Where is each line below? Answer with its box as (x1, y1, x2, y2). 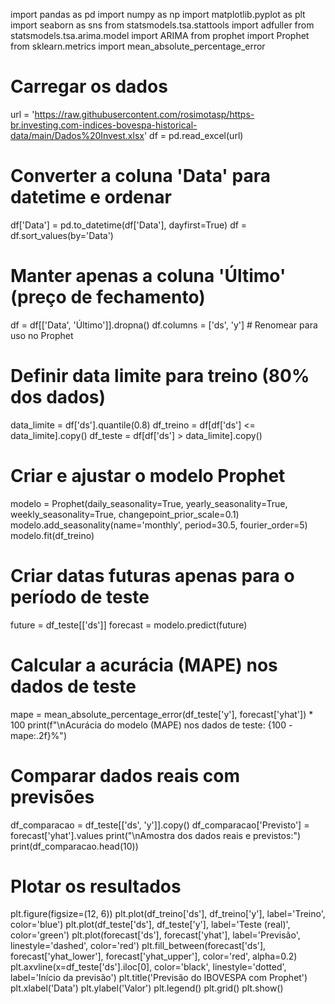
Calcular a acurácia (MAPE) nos (10, 654, 278, 676)
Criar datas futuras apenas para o (10, 564, 295, 587)
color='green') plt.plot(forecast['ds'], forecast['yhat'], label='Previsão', (10, 929, 301, 941)
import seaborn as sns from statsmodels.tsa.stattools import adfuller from (10, 19, 315, 31)
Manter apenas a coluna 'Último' (10, 265, 287, 288)
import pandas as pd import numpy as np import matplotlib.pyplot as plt (10, 9, 306, 20)
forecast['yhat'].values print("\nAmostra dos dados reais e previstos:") (10, 829, 302, 841)
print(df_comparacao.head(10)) (10, 840, 139, 852)
